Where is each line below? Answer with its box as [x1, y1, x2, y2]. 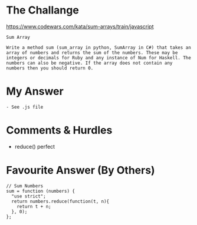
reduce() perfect [14, 143, 55, 150]
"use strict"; [11, 193, 46, 199]
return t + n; [17, 203, 51, 209]
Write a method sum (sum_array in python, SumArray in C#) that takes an [6, 45, 192, 51]
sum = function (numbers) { [6, 188, 75, 194]
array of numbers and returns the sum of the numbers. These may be [6, 49, 178, 56]
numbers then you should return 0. [6, 65, 94, 71]
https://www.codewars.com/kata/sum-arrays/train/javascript [6, 23, 154, 30]
